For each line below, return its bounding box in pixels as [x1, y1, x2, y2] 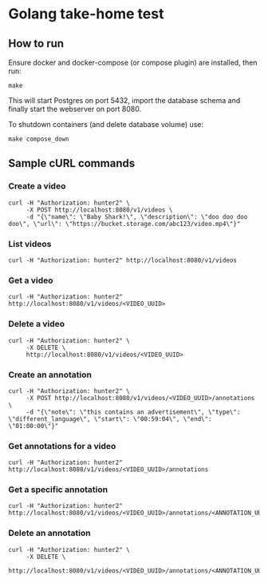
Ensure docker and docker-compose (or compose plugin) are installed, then [8, 58, 258, 67]
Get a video [8, 275, 53, 286]
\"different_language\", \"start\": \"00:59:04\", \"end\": [8, 414, 213, 423]
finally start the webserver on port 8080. [8, 105, 142, 113]
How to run [8, 37, 65, 50]
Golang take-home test [8, 5, 164, 23]
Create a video [8, 180, 66, 192]
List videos [8, 238, 52, 249]
